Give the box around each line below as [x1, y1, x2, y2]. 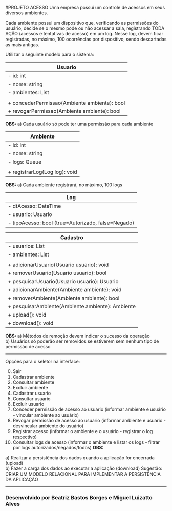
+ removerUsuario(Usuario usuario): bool [8, 269, 107, 277]
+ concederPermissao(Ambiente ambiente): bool [8, 100, 125, 106]
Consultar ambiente [12, 379, 55, 385]
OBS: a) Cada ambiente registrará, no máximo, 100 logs [5, 182, 123, 188]
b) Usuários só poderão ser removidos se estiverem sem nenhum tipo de [5, 338, 159, 344]
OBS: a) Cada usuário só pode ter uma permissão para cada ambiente [5, 121, 154, 127]
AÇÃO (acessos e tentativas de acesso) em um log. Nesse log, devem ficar [5, 31, 164, 36]
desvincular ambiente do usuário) [12, 423, 84, 429]
